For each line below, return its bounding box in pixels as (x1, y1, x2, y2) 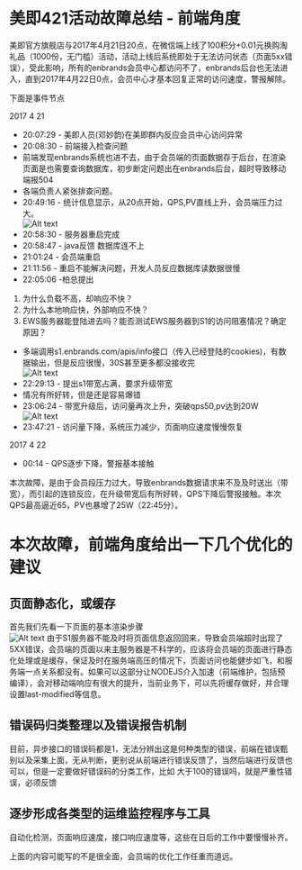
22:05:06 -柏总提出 (22, 274, 94, 285)
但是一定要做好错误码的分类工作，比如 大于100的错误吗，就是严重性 (32, 766, 285, 776)
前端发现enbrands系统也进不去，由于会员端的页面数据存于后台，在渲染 (22, 151, 287, 162)
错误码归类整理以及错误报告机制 (9, 718, 187, 733)
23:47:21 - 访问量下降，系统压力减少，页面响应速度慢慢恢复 (22, 421, 244, 432)
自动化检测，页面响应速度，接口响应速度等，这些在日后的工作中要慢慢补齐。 (9, 831, 293, 842)
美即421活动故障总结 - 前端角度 (9, 8, 241, 29)
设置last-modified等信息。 (9, 688, 106, 699)
